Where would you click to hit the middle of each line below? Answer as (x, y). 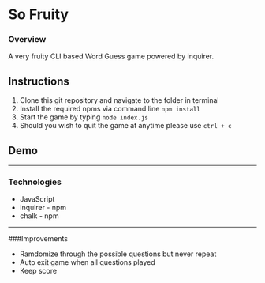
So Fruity (39, 15)
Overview (27, 40)
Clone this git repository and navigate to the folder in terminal (119, 100)
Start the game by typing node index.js (84, 117)
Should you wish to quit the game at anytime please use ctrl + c (125, 126)
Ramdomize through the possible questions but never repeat (118, 254)
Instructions (39, 81)
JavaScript (37, 199)
